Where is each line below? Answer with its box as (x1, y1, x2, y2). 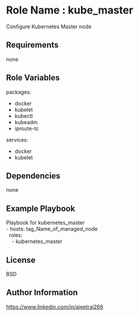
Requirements (6, 40, 59, 50)
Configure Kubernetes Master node (6, 23, 92, 30)
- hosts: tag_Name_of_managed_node (6, 225, 98, 232)
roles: (8, 232, 23, 239)
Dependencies (6, 171, 60, 181)
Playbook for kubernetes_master (6, 219, 85, 227)
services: (6, 136, 28, 143)
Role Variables (6, 73, 60, 83)
